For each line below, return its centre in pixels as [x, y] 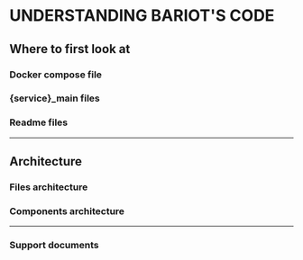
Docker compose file [55, 75]
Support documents [54, 246]
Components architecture [67, 211]
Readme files [39, 122]
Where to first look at [70, 49]
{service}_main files [55, 98]
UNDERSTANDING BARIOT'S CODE [142, 16]
